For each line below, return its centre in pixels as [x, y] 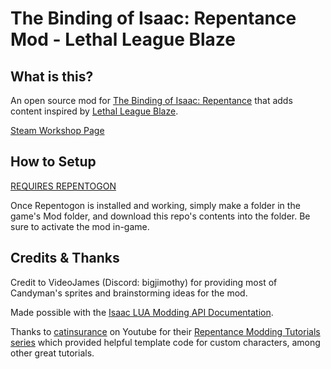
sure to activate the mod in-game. [80, 226]
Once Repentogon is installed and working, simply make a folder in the [155, 205]
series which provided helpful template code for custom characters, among [165, 342]
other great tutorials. [52, 353]
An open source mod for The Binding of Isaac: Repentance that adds [151, 100]
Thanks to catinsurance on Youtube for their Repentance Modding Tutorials [165, 331]
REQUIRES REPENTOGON [63, 186]
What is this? [52, 76]
